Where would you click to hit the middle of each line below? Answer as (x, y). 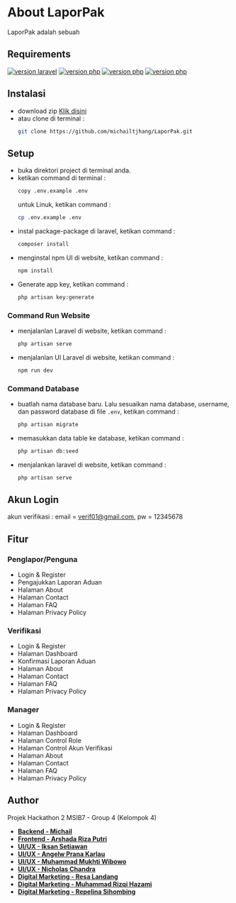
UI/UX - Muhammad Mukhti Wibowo (72, 861)
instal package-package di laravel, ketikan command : (96, 231)
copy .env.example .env (53, 191)
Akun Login (33, 500)
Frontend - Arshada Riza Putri (62, 838)
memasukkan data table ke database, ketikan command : (101, 438)
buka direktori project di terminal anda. (74, 170)
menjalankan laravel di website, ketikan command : (92, 465)
